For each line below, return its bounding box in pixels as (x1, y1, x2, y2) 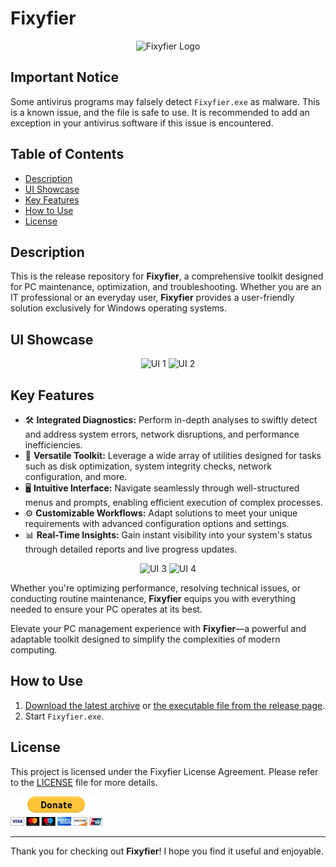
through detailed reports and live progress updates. (24, 543, 238, 555)
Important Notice (10, 69, 119, 86)
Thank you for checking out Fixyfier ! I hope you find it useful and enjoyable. (10, 845, 324, 857)
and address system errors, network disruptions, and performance (24, 428, 300, 440)
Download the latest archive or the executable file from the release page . (24, 699, 326, 711)
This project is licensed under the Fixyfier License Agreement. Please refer (10, 765, 319, 777)
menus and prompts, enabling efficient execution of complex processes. (24, 497, 323, 508)
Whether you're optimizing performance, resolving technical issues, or (10, 582, 301, 594)
